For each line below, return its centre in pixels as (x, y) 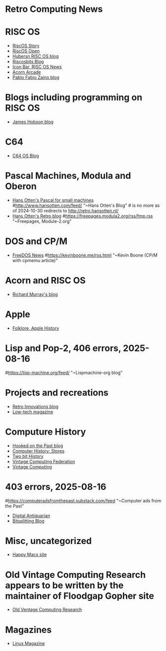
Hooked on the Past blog (38, 446)
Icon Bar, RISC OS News (37, 67)
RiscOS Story (26, 46)
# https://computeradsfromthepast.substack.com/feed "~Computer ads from (83, 500)
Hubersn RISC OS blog (35, 56)
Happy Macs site (29, 555)
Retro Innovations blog (35, 406)
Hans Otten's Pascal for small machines (53, 200)
